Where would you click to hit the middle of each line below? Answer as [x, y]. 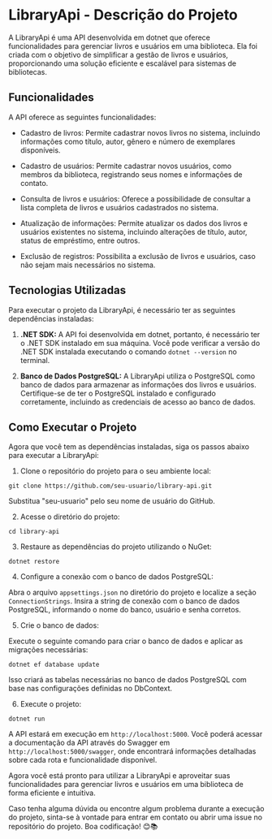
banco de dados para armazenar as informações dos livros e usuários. [138, 384]
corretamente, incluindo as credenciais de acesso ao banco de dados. [138, 402]
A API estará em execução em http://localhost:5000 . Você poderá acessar [136, 734]
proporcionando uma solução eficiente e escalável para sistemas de [123, 63]
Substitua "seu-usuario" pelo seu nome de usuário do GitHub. [112, 501]
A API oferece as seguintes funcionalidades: [82, 117]
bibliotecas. [28, 71]
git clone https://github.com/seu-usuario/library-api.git [110, 486]
